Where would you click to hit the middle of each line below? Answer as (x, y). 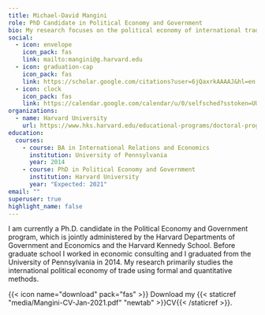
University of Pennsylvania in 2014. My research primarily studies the (121, 262)
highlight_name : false (45, 206)
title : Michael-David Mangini (58, 15)
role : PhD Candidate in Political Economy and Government (105, 23)
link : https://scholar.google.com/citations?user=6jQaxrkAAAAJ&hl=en (139, 81)
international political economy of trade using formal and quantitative (120, 271)
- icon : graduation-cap (54, 67)
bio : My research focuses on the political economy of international (125, 30)
